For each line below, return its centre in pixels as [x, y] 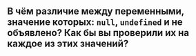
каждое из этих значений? [68, 44]
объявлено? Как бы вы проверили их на [98, 33]
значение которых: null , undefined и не [95, 22]
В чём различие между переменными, [96, 11]
